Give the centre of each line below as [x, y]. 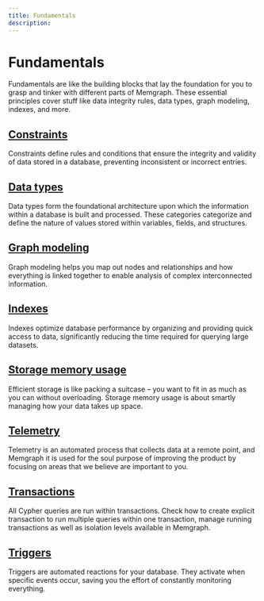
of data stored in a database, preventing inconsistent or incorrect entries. [128, 162]
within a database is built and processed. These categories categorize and [130, 214]
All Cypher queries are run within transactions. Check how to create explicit [132, 511]
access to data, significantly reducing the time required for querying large [128, 336]
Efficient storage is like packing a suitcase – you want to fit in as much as [128, 389]
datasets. [23, 345]
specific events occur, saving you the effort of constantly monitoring [120, 580]
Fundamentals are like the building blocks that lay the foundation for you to [130, 84]
